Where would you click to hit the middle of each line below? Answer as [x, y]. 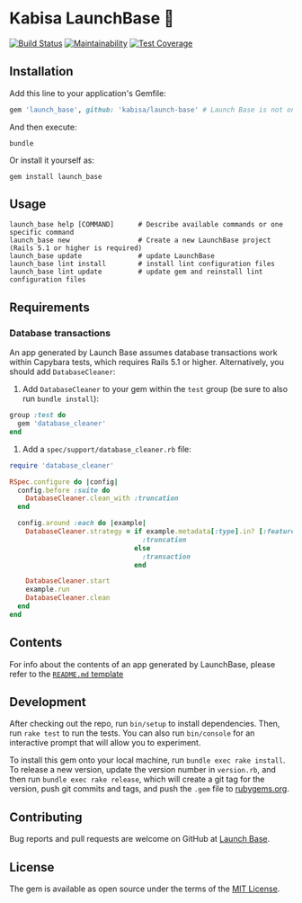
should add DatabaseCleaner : [62, 371]
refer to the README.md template [67, 674]
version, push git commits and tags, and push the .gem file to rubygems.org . [150, 789]
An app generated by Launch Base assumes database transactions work [144, 353]
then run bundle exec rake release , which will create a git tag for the [137, 779]
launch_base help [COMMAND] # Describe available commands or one [146, 225]
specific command [42, 233]
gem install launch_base [56, 176]
